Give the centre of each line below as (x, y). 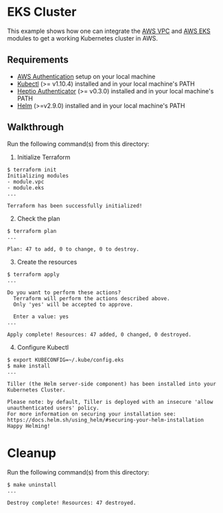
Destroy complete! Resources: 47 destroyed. (72, 503)
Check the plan (38, 218)
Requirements (38, 60)
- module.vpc (26, 182)
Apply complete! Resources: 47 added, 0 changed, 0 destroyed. (99, 334)
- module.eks (26, 187)
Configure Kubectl (43, 347)
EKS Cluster (42, 12)
